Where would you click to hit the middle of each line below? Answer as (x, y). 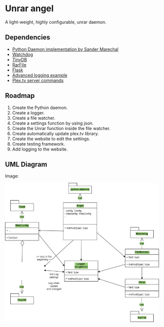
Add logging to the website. (40, 149)
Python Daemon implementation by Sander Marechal (65, 49)
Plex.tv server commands (38, 80)
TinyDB (20, 60)
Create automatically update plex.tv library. (55, 133)
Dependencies (28, 37)
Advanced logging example (40, 75)
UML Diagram (26, 164)
